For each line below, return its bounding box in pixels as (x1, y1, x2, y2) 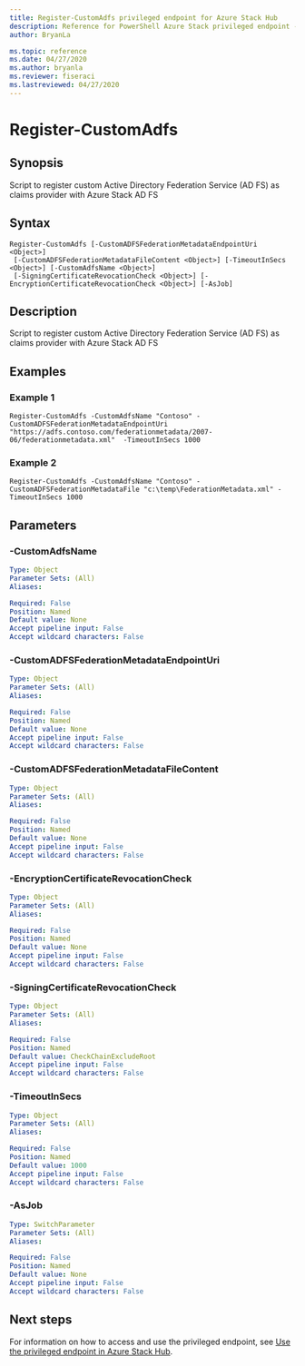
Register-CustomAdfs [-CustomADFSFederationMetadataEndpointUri (9, 240, 258, 249)
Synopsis (9, 155, 64, 171)
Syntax (9, 215, 51, 231)
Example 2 (9, 456, 57, 468)
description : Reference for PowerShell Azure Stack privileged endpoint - (9, 22, 299, 31)
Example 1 (9, 391, 55, 404)
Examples (9, 364, 66, 379)
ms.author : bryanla (9, 64, 84, 73)
